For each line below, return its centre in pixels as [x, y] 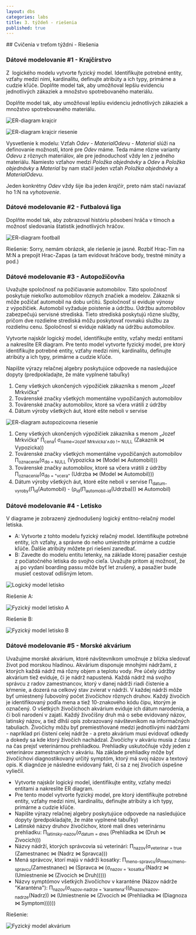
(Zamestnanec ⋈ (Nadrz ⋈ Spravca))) [61, 854]
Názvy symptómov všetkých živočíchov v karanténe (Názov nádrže [96, 881]
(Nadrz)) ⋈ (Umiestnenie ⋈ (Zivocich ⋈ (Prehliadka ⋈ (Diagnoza [108, 895]
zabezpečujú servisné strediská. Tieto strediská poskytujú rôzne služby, [93, 314]
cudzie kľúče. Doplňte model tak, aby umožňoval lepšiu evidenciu [85, 85]
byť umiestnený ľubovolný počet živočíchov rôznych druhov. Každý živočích [98, 696]
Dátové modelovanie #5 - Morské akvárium [69, 645]
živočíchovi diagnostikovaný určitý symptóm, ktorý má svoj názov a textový [97, 758]
